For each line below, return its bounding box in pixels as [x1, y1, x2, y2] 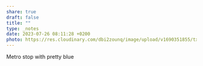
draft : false [6, 14, 39, 20]
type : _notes [6, 25, 39, 32]
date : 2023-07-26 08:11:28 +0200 [6, 31, 91, 37]
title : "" [6, 20, 31, 26]
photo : [6, 37, 23, 43]
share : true [6, 8, 36, 15]
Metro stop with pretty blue [6, 53, 74, 60]
